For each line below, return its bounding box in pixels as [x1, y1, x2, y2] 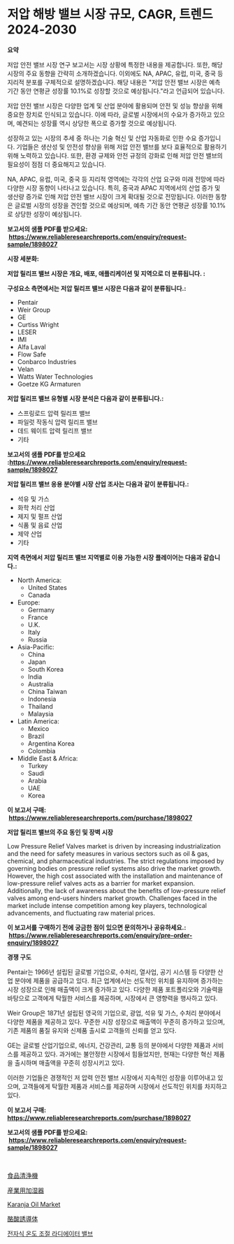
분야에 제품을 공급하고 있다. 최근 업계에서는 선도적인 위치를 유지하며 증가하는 [14, 976, 224, 985]
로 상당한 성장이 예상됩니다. [7, 210, 82, 218]
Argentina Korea [27, 739, 75, 748]
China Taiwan [27, 687, 68, 695]
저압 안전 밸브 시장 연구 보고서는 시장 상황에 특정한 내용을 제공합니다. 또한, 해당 [7, 60, 224, 68]
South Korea [27, 665, 64, 673]
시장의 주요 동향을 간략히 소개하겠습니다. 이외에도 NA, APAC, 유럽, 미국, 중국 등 [7, 69, 224, 78]
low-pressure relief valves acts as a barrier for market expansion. [7, 878, 196, 888]
